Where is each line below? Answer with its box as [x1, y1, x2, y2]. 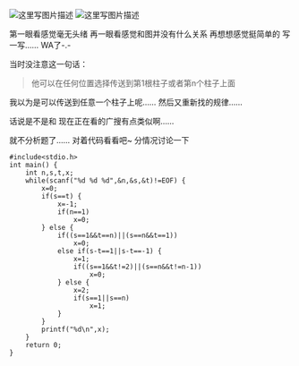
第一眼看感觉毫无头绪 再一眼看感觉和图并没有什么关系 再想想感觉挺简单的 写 [9, 29, 291, 39]
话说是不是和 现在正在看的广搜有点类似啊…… [9, 116, 175, 126]
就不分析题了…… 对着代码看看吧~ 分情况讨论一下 [9, 135, 190, 145]
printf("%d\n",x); [41, 325, 110, 334]
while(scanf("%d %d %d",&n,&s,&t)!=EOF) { [25, 176, 186, 185]
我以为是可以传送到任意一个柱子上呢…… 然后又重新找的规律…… [9, 97, 243, 107]
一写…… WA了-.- [9, 40, 72, 50]
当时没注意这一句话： [9, 59, 88, 69]
